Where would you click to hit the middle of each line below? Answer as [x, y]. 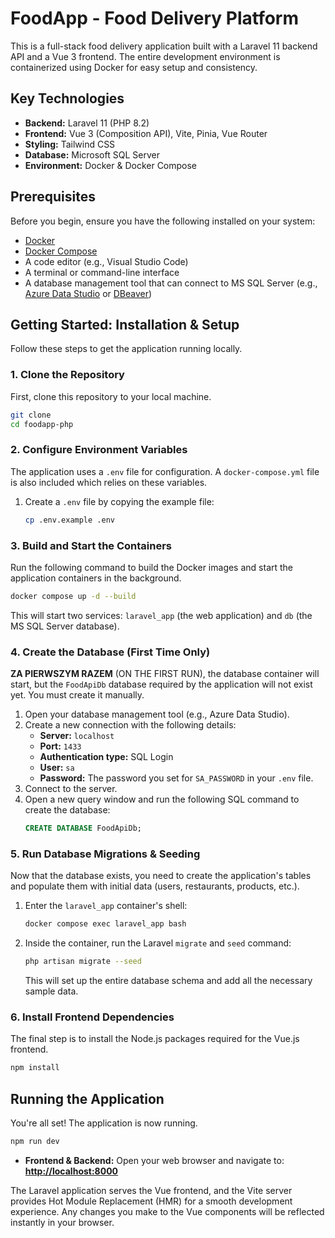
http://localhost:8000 [71, 1171]
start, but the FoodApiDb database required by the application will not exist [161, 684]
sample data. [51, 991]
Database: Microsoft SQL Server [92, 154]
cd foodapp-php [42, 424]
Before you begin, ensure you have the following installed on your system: [163, 221]
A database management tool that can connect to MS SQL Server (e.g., [171, 283]
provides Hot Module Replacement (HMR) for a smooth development [151, 1201]
